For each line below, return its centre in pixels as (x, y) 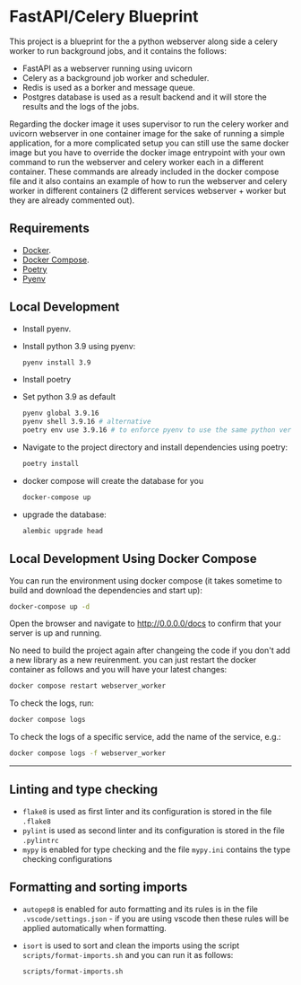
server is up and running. (56, 633)
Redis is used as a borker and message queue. (108, 87)
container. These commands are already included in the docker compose (144, 171)
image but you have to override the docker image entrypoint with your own (147, 152)
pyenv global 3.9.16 (60, 413)
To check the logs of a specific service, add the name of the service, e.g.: (145, 737)
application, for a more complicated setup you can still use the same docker (149, 143)
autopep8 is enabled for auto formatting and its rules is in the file (140, 909)
